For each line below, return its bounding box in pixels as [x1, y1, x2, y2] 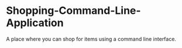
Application [6, 16, 64, 29]
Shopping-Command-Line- [6, 4, 142, 17]
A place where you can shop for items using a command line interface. [6, 35, 177, 42]
